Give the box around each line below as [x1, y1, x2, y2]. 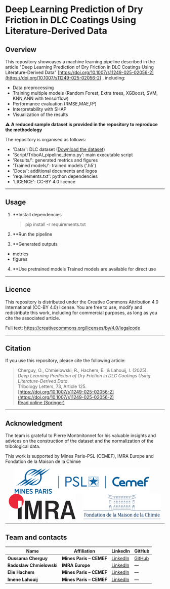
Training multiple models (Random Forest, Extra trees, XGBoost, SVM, [12, 90, 158, 96]
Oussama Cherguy [7, 555, 48, 561]
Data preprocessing [12, 85, 54, 91]
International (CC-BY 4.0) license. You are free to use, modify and [5, 304, 143, 310]
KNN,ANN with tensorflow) [12, 95, 69, 101]
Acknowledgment [5, 419, 63, 427]
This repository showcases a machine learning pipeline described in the [5, 59, 155, 64]
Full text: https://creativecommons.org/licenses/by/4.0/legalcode [5, 325, 141, 331]
